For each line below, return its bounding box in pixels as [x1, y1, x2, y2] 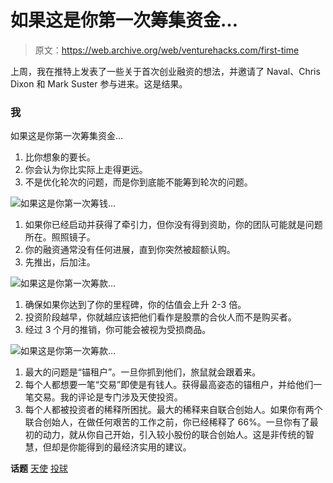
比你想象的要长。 [24, 151, 96, 163]
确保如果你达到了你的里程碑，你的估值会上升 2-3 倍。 [24, 299, 247, 311]
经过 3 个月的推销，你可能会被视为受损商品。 [24, 324, 212, 336]
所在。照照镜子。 [24, 231, 96, 243]
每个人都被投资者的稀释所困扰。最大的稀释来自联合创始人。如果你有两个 [24, 404, 323, 416]
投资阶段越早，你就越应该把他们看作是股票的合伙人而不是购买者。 [24, 311, 297, 323]
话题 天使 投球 [10, 462, 68, 475]
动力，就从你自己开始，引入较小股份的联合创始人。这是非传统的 [42, 429, 306, 441]
